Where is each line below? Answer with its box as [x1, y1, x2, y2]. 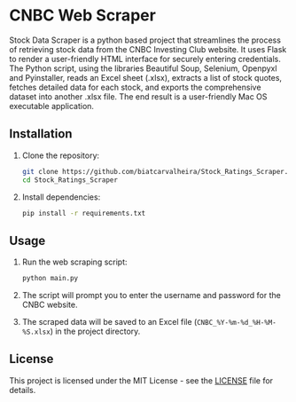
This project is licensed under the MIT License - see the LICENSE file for [9, 374, 273, 386]
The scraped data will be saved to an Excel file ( [21, 317, 198, 327]
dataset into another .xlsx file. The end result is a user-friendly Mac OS [9, 91, 268, 102]
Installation [9, 126, 73, 142]
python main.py [21, 274, 79, 283]
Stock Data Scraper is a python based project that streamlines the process [9, 35, 282, 45]
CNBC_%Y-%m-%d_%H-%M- [196, 319, 277, 327]
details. [9, 384, 36, 395]
